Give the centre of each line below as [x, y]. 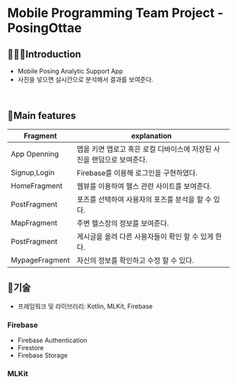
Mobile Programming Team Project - [115, 13]
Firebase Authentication [52, 340]
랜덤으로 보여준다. [120, 159]
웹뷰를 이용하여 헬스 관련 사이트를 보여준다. [144, 186]
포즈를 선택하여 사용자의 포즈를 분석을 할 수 [144, 199]
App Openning [35, 153]
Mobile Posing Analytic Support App [70, 71]
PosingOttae [45, 28]
